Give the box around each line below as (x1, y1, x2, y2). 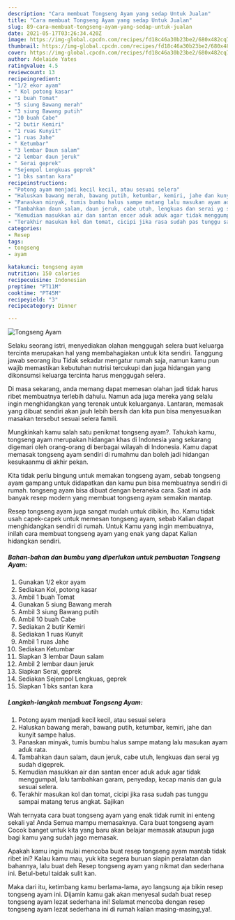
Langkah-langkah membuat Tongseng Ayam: (8, 698, 144, 707)
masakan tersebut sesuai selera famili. (8, 414, 118, 423)
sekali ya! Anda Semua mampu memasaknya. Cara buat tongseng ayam (8, 819, 214, 827)
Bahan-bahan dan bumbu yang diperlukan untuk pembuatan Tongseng (8, 553, 220, 561)
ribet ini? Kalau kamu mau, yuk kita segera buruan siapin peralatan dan (8, 854, 211, 863)
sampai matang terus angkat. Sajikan (17, 798, 125, 806)
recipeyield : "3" (8, 296, 59, 303)
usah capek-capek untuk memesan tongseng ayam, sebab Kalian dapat (8, 515, 214, 523)
